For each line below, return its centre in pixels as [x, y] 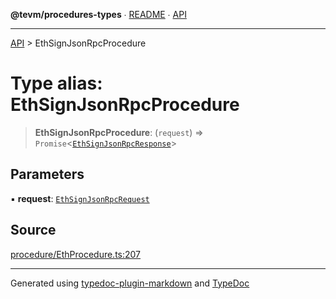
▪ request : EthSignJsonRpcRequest [80, 198]
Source [33, 230]
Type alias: [56, 83]
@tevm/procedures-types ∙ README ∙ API [98, 14]
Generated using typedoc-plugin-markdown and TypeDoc [130, 283]
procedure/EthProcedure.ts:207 [76, 254]
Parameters [47, 174]
